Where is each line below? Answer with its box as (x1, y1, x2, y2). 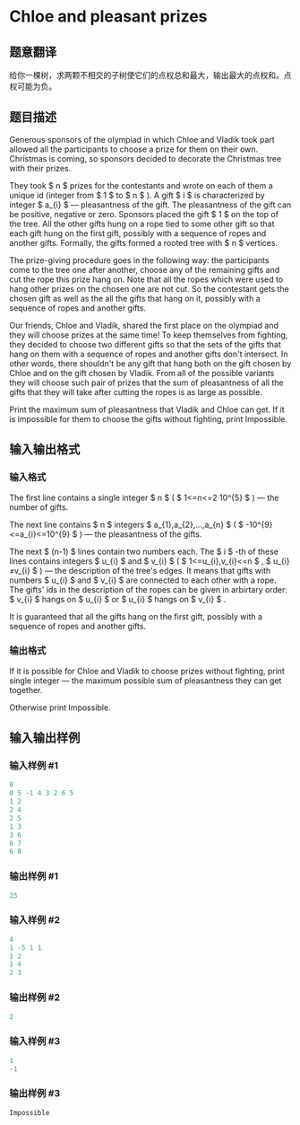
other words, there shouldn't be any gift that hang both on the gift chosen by (9, 357, 292, 369)
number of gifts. (9, 501, 69, 513)
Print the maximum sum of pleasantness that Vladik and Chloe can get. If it (9, 404, 285, 415)
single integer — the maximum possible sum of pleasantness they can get (9, 675, 282, 686)
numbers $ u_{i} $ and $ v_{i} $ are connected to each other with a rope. (9, 575, 277, 585)
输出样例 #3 (9, 1087, 61, 1100)
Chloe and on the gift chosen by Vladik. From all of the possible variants (9, 367, 275, 378)
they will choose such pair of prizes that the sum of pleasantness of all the (9, 377, 284, 388)
